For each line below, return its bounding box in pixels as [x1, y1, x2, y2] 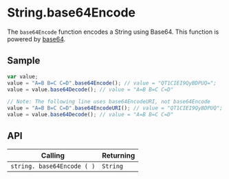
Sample [7, 55, 41, 67]
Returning [102, 150, 135, 160]
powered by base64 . [7, 34, 66, 43]
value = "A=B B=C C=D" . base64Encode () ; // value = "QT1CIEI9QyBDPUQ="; [7, 79, 217, 87]
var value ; [7, 73, 39, 80]
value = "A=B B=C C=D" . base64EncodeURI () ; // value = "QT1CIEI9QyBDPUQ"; [7, 105, 223, 112]
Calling [41, 150, 65, 160]
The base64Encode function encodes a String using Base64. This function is [7, 28, 219, 36]
